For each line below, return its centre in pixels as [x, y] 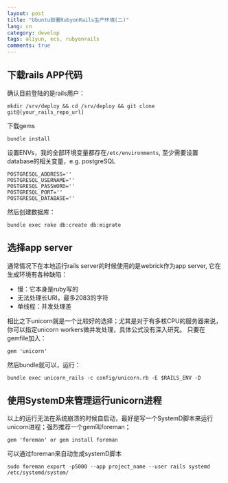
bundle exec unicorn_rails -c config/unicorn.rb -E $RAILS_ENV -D [104, 378]
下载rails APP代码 [45, 75]
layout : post [26, 13]
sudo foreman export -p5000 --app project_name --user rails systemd [109, 467]
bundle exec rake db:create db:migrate [64, 225]
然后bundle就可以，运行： [44, 364]
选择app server [40, 248]
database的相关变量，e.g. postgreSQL [61, 161]
